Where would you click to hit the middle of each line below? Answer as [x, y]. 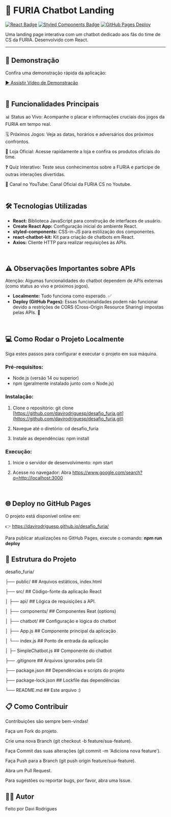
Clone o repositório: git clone [43, 408]
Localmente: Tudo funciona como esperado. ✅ [62, 296]
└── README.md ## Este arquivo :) [43, 690]
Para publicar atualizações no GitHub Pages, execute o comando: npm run [84, 538]
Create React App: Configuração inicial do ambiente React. [75, 227]
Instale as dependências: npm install [51, 438]
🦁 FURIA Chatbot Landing [60, 10]
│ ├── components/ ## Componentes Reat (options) [61, 611]
